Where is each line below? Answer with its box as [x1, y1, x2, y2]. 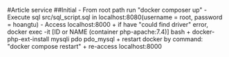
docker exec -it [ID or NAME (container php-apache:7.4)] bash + [7, 27, 191, 36]
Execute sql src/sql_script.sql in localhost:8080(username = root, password [7, 13, 223, 21]
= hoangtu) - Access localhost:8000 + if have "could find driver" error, [7, 21, 209, 28]
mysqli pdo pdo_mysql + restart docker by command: [51, 35, 203, 43]
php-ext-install [7, 35, 50, 43]
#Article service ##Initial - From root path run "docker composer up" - [7, 6, 208, 14]
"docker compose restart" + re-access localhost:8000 [7, 43, 163, 50]
